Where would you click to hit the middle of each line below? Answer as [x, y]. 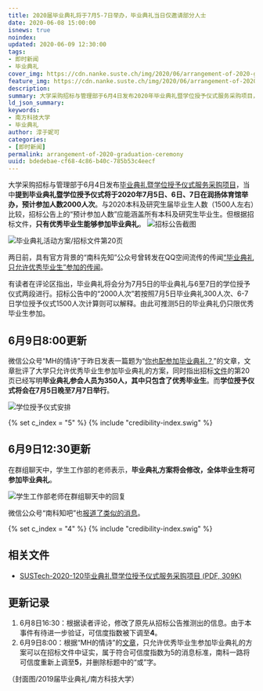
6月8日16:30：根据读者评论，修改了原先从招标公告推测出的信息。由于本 [135, 623]
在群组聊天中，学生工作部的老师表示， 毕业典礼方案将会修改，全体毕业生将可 [131, 470]
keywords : [24, 111]
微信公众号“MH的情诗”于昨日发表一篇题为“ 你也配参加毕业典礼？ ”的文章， [126, 360]
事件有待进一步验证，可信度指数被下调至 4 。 [90, 633]
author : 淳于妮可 [34, 132]
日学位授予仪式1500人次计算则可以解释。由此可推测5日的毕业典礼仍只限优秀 [131, 304]
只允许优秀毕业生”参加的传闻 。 [58, 267]
